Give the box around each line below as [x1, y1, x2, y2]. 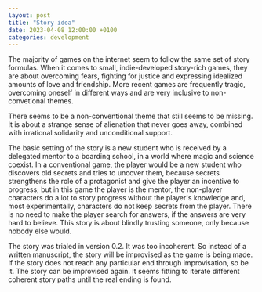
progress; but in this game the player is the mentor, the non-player [8, 185, 223, 194]
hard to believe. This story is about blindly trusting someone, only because [8, 218, 249, 228]
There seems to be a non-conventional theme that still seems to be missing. [8, 111, 253, 121]
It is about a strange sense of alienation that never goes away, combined [8, 120, 243, 129]
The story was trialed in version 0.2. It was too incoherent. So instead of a [8, 242, 247, 251]
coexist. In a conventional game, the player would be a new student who [8, 160, 242, 169]
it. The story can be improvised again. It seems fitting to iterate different [8, 267, 241, 276]
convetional [8, 96, 46, 106]
